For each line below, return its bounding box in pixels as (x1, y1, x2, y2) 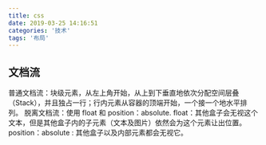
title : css (8, 11, 45, 20)
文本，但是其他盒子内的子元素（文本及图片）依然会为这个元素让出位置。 (8, 118, 246, 127)
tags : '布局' (8, 33, 50, 42)
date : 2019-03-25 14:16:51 (8, 19, 98, 27)
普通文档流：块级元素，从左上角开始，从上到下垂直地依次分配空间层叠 (8, 88, 240, 98)
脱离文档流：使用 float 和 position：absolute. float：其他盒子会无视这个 (23, 108, 258, 118)
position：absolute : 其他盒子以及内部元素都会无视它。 (8, 128, 188, 138)
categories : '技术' (8, 26, 71, 34)
